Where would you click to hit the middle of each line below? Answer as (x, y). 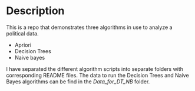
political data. (23, 33)
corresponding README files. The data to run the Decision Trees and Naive (98, 75)
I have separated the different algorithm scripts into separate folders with (95, 69)
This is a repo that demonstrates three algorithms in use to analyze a (89, 27)
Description (35, 11)
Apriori (23, 45)
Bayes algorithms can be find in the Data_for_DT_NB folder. (78, 82)
